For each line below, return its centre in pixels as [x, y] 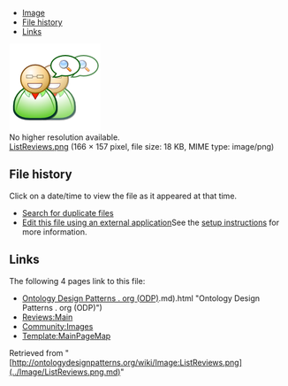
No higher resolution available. [65, 137]
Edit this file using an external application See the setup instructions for [151, 222]
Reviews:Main [47, 317]
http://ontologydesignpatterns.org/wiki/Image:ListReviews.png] [127, 362]
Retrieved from [36, 352]
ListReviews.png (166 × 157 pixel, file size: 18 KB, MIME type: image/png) [142, 147]
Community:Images [57, 326]
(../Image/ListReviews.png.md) [65, 372]
